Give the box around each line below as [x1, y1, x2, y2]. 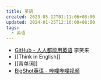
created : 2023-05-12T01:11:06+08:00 [6, 14, 95, 20]
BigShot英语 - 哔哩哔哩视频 [14, 67, 80, 74]
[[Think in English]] [14, 53, 61, 60]
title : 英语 [6, 8, 33, 14]
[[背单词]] [14, 60, 38, 67]
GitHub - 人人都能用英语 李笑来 [14, 47, 89, 54]
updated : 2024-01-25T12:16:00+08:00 [6, 19, 95, 25]
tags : [6, 24, 19, 31]
